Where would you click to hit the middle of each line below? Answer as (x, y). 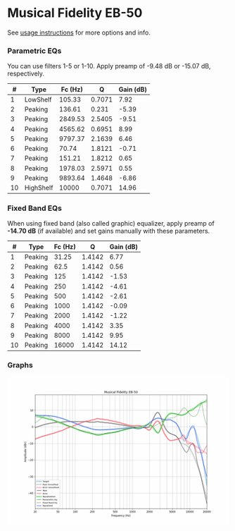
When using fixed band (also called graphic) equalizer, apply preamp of (111, 224)
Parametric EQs (34, 51)
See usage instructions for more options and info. (79, 32)
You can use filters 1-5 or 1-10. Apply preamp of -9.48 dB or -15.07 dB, (109, 66)
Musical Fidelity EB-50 (75, 13)
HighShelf (39, 188)
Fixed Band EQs (34, 208)
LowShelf (38, 99)
